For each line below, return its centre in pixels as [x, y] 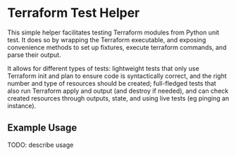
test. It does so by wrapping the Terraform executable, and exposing [107, 39]
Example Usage [42, 128]
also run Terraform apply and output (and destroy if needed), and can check [118, 91]
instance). [22, 105]
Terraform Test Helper [74, 13]
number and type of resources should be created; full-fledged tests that [112, 83]
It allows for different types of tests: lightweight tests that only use [103, 68]
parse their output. [34, 55]
